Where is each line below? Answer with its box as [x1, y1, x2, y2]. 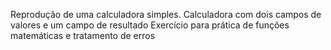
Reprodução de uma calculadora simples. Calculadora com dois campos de [10, 9, 322, 20]
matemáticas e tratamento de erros [10, 30, 156, 41]
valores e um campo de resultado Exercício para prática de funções [10, 19, 290, 31]
